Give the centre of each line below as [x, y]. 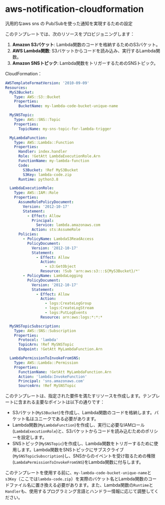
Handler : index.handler [43, 152]
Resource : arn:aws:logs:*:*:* [71, 317]
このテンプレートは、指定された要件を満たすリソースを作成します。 [74, 396]
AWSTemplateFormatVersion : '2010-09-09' [47, 83]
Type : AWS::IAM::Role [36, 193]
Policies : [28, 234]
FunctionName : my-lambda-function [54, 161]
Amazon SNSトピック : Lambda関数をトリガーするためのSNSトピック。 [85, 63]
